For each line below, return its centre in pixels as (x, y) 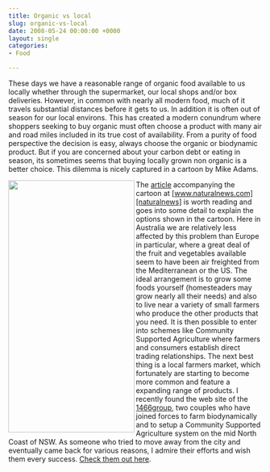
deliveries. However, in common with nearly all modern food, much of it (127, 100)
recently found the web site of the (192, 399)
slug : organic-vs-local (48, 23)
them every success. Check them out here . (80, 459)
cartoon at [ (155, 193)
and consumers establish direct (188, 347)
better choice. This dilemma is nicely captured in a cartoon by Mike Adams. (133, 169)
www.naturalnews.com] (214, 193)
